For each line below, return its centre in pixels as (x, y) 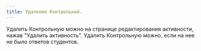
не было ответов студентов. (42, 41)
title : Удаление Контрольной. (44, 12)
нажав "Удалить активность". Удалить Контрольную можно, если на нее (100, 35)
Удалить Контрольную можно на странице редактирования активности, (100, 29)
